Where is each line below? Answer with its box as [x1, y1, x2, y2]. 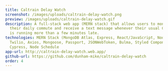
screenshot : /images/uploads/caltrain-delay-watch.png [5, 12, 122, 17]
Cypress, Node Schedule [9, 44, 59, 49]
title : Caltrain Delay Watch [5, 7, 66, 12]
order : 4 [5, 58, 23, 63]
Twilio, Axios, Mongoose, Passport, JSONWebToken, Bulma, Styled [9, 40, 149, 45]
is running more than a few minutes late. [9, 30, 99, 35]
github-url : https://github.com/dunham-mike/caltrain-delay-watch [5, 53, 146, 59]
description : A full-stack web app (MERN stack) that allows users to [5, 21, 155, 26]
